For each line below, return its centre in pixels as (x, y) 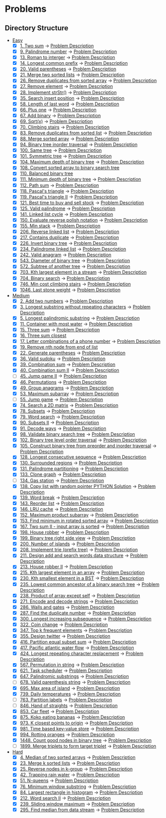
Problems (26, 9)
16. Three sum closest (43, 335)
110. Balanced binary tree (46, 173)
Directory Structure (37, 28)
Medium (21, 295)
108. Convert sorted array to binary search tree (70, 168)
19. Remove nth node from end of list (59, 347)
